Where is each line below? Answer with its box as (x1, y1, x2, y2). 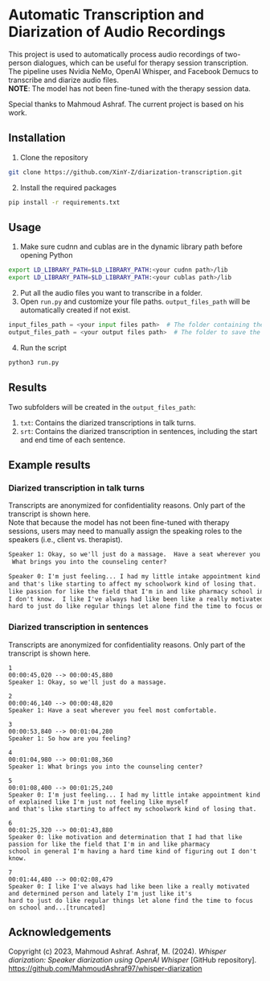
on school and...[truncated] (8, 904, 106, 912)
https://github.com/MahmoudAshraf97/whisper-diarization (8, 964, 202, 974)
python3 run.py (8, 358, 59, 366)
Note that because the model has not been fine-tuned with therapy (8, 518, 230, 528)
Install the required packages (19, 183, 117, 192)
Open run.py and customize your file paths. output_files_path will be (19, 296, 251, 307)
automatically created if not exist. (19, 305, 131, 315)
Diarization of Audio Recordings (8, 23, 227, 41)
